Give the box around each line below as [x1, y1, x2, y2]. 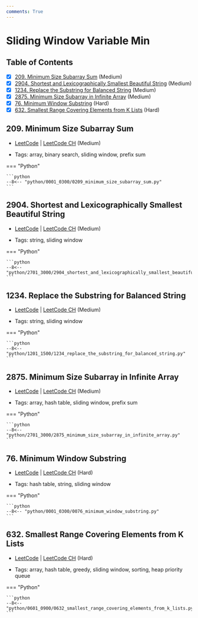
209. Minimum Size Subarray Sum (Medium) [14, 73, 123, 80]
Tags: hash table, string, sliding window [14, 481, 111, 488]
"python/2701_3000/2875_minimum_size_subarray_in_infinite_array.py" [6, 432, 181, 438]
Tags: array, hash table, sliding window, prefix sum [14, 399, 138, 406]
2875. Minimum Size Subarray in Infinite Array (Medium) [14, 93, 151, 100]
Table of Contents [6, 57, 74, 68]
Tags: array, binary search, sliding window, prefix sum [14, 151, 146, 158]
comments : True [6, 8, 44, 15]
